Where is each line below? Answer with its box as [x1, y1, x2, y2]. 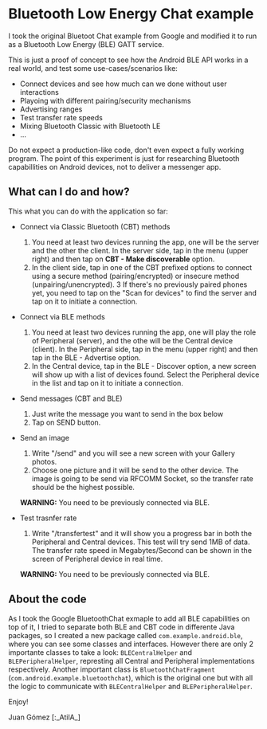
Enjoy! [8, 696, 29, 706]
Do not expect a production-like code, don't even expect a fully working [8, 145, 245, 155]
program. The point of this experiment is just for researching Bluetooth [8, 153, 240, 163]
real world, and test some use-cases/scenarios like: [8, 63, 178, 73]
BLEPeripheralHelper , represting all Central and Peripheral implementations [8, 656, 255, 665]
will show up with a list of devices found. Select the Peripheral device [31, 370, 260, 379]
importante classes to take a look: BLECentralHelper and [8, 647, 193, 657]
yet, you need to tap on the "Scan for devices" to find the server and [31, 288, 257, 297]
